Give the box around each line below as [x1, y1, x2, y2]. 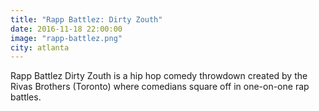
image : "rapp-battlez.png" [10, 33, 123, 43]
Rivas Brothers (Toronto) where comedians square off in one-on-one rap [10, 81, 310, 93]
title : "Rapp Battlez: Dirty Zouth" [10, 14, 163, 25]
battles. [10, 91, 42, 103]
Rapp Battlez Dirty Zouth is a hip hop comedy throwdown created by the [10, 70, 308, 82]
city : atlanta [10, 42, 70, 53]
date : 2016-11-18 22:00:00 [10, 24, 123, 34]
